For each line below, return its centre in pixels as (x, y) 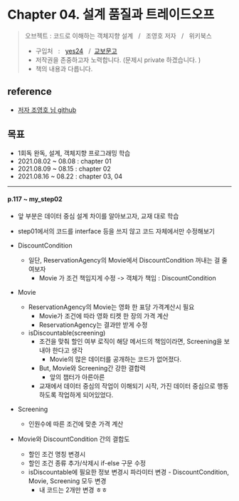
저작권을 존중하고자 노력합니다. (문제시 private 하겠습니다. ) (118, 60)
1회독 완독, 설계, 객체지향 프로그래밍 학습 (74, 153)
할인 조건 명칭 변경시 (57, 454)
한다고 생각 (68, 350)
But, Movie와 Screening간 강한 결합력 (92, 368)
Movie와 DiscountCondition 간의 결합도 (74, 439)
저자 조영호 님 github (47, 110)
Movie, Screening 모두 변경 (67, 481)
